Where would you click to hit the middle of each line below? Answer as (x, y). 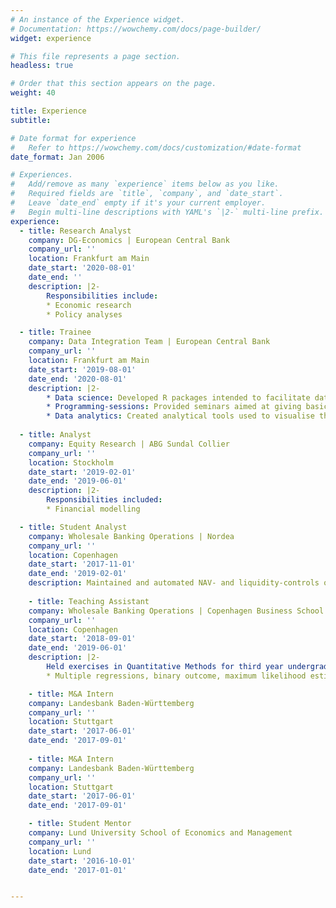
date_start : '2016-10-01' (82, 861)
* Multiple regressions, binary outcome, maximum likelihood (176, 676)
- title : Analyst (55, 435)
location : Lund (60, 851)
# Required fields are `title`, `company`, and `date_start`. (147, 194)
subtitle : (31, 120)
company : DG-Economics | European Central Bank (129, 240)
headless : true (42, 66)
